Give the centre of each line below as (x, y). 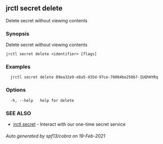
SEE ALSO (19, 113)
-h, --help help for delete (42, 100)
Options (16, 90)
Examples (18, 67)
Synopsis (18, 33)
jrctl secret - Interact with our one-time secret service (69, 124)
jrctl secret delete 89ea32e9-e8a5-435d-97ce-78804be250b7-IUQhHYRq (84, 77)
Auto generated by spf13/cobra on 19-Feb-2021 (56, 136)
